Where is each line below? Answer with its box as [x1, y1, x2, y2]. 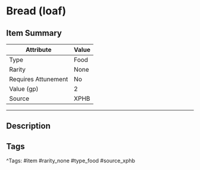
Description [6, 121, 51, 131]
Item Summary [6, 28, 62, 38]
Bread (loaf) [6, 4, 67, 18]
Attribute [26, 46, 52, 54]
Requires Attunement [9, 75, 68, 83]
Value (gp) [9, 85, 39, 93]
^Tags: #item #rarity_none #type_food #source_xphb [6, 157, 136, 165]
